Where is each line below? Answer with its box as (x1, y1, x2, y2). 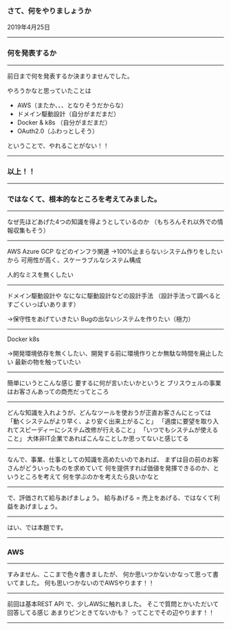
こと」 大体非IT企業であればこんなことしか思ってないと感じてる (7, 435, 189, 443)
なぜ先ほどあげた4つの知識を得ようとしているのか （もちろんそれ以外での (7, 218, 218, 226)
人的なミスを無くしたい (7, 270, 74, 279)
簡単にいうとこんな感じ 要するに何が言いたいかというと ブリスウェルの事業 (7, 379, 221, 387)
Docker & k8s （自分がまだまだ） (16, 118, 111, 127)
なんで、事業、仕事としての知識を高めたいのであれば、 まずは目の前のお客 (7, 455, 219, 464)
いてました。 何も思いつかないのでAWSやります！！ (7, 579, 155, 587)
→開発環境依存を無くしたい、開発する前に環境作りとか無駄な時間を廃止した (7, 349, 224, 358)
